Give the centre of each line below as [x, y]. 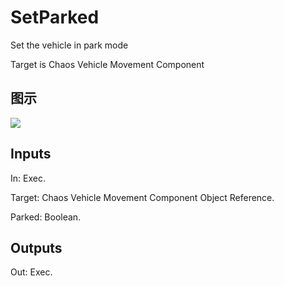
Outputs [36, 247]
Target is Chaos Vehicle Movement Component [107, 64]
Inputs [31, 154]
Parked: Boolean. [46, 217]
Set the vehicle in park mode [69, 45]
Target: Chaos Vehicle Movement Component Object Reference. [142, 197]
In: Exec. [28, 178]
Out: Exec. [31, 272]
